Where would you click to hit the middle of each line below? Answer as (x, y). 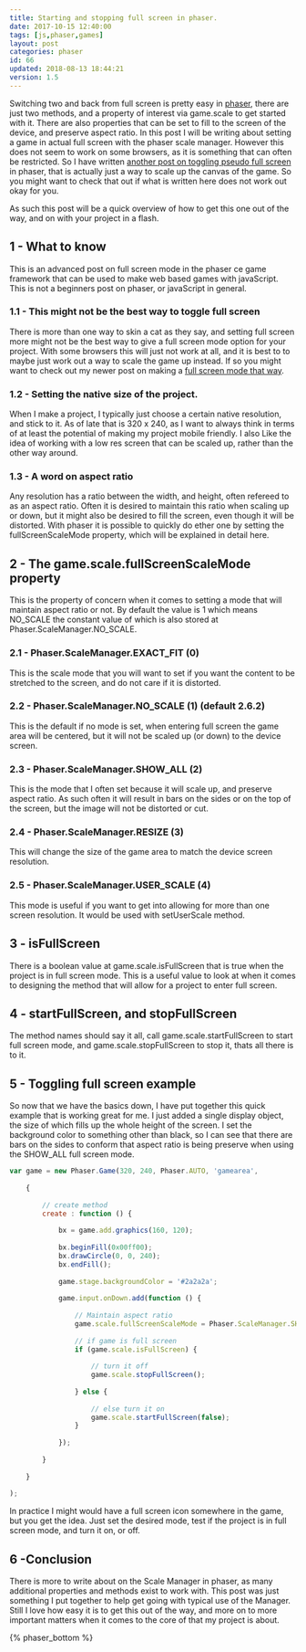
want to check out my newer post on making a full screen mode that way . (147, 370)
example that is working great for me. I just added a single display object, (147, 1116)
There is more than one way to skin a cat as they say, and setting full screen (152, 331)
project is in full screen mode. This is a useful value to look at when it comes (153, 975)
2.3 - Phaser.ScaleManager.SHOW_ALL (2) (106, 769)
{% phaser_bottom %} (51, 1638)
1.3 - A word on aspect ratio (71, 477)
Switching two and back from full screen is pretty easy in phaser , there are (149, 103)
